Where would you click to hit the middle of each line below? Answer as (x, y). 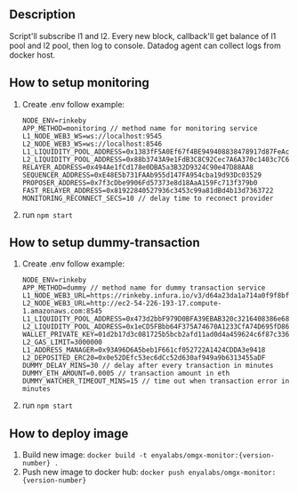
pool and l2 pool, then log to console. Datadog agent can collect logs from (145, 45)
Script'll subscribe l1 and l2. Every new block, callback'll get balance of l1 (143, 36)
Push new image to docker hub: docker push (103, 472)
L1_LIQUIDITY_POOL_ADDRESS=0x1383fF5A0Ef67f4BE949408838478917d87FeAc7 (157, 151)
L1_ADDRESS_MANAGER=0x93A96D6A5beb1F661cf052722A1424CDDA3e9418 (144, 350)
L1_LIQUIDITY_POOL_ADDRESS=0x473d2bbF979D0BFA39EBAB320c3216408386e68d (157, 319)
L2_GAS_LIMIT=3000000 (62, 342)
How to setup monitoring (79, 83)
